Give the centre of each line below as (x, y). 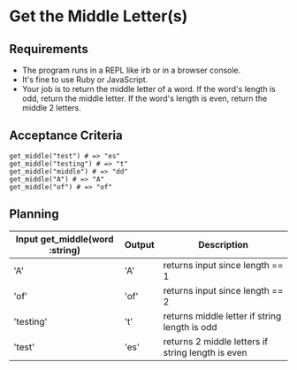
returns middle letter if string (222, 316)
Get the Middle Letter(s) (99, 16)
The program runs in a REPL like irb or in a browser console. (131, 70)
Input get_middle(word (65, 239)
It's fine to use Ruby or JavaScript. (85, 80)
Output (139, 244)
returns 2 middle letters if (216, 341)
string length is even (205, 352)
